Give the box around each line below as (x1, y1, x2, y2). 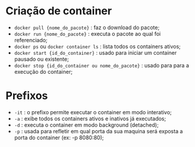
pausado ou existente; (14, 55, 69, 62)
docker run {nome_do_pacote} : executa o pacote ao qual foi (14, 30, 161, 37)
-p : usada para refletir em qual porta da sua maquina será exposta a (14, 127, 183, 135)
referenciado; (14, 36, 48, 43)
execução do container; (14, 68, 73, 75)
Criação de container (5, 4, 112, 18)
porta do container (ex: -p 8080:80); (14, 134, 104, 141)
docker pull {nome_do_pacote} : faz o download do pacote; (14, 24, 160, 31)
